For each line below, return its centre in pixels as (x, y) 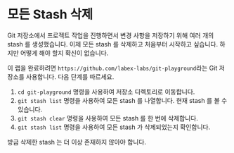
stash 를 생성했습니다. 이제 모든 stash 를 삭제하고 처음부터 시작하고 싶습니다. (113, 44)
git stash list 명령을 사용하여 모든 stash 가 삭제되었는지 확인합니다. (114, 127)
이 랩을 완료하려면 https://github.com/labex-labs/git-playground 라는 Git (112, 68)
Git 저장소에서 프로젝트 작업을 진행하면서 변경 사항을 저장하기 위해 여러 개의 (111, 35)
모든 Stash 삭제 (50, 14)
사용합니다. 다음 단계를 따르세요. (70, 76)
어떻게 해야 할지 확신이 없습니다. (64, 53)
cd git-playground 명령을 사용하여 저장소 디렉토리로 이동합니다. (106, 92)
